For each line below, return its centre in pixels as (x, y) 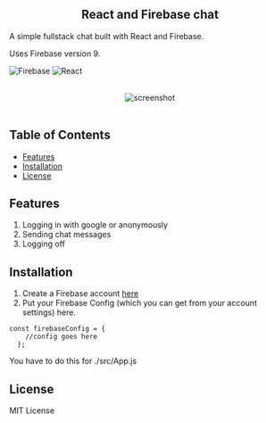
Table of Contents (60, 135)
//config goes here (62, 337)
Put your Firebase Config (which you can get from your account (139, 303)
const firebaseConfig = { (57, 329)
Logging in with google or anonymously (95, 225)
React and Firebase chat (150, 15)
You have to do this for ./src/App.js (73, 361)
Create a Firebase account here (80, 294)
